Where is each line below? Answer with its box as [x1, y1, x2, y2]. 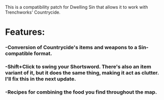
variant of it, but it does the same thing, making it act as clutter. [5, 70, 159, 76]
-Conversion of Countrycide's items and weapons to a [5, 44, 137, 51]
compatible [5, 50, 33, 57]
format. [33, 50, 53, 57]
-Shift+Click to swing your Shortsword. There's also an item [5, 63, 152, 70]
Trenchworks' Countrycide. [5, 9, 61, 15]
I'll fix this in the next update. [5, 75, 76, 82]
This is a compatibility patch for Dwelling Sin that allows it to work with [5, 4, 148, 10]
